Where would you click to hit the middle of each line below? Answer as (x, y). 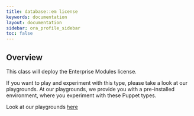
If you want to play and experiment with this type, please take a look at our (97, 82)
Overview (25, 57)
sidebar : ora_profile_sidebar (43, 28)
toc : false (20, 34)
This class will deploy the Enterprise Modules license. (72, 71)
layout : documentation (34, 22)
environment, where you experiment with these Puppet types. (81, 95)
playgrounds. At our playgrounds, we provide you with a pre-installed (90, 89)
